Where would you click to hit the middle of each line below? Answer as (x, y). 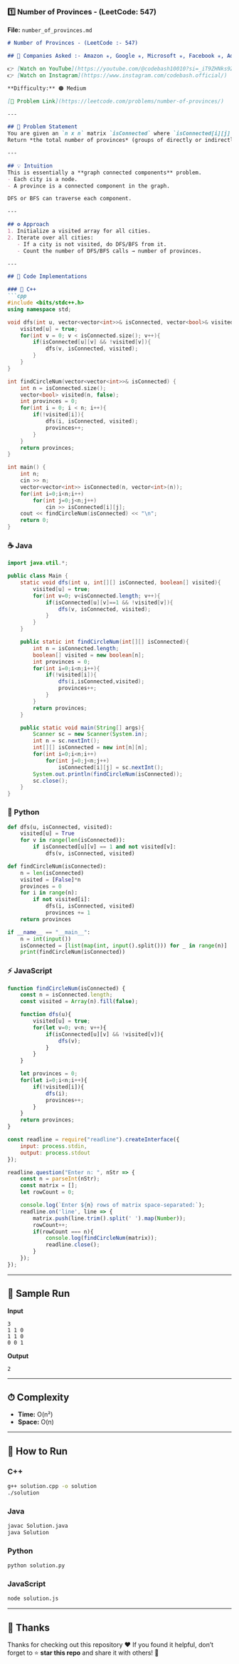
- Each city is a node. (43, 179)
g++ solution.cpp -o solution (52, 1486)
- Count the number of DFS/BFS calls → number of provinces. (109, 251)
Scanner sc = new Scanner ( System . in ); (90, 734)
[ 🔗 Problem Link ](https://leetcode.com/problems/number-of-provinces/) (116, 101)
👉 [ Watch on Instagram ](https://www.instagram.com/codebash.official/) (117, 75)
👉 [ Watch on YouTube (39, 69)
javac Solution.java (38, 1526)
